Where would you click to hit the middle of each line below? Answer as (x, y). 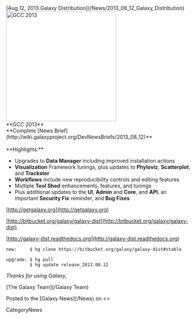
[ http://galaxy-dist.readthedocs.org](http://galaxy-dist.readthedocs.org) (93, 239)
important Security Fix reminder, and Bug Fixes (72, 198)
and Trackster (32, 173)
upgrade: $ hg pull (30, 260)
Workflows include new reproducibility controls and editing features (97, 179)
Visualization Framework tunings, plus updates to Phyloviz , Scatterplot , (102, 167)
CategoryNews (24, 310)
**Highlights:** (25, 149)
